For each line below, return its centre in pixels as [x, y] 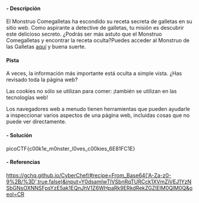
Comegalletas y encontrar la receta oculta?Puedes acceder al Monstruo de [98, 40]
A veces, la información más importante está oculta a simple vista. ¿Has [94, 74]
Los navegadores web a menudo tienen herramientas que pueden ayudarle [98, 109]
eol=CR [15, 194]
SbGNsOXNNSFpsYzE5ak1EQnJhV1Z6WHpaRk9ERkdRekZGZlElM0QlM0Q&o [99, 188]
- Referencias [23, 162]
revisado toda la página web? [42, 80]
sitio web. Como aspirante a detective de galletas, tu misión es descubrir [95, 28]
